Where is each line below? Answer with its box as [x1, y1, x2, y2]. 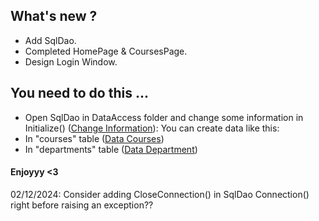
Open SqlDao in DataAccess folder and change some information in [24, 111, 304, 123]
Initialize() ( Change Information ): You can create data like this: [24, 122, 280, 134]
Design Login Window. [24, 55, 118, 68]
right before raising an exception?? [10, 199, 154, 211]
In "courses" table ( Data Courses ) [24, 132, 165, 144]
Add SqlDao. [24, 34, 77, 46]
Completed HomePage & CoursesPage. [24, 45, 188, 57]
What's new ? [10, 8, 98, 25]
